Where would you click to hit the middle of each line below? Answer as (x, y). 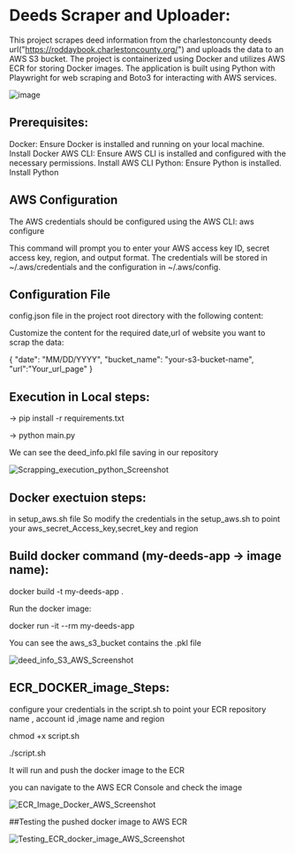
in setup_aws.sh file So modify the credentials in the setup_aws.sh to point (145, 519)
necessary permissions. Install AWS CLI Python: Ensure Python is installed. (145, 163)
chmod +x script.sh (45, 735)
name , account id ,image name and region (87, 718)
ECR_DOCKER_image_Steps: (90, 688)
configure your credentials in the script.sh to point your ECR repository (138, 709)
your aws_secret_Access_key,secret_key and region (104, 528)
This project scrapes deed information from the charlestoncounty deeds (140, 40)
